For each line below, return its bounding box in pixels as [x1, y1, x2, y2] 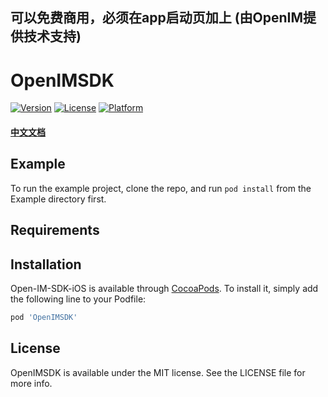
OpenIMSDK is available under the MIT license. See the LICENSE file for [10, 366, 306, 378]
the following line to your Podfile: [10, 293, 147, 305]
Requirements [10, 222, 100, 239]
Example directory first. [10, 193, 107, 205]
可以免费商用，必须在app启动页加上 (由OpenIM [10, 9, 304, 27]
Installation [10, 256, 82, 273]
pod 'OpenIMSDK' [10, 312, 78, 322]
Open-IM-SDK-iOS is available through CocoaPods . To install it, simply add [10, 282, 319, 294]
